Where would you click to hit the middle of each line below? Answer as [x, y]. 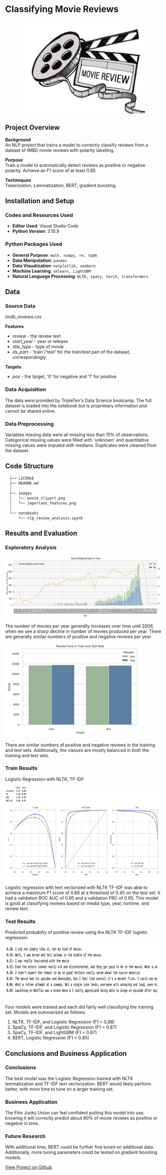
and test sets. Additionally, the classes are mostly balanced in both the [77, 750]
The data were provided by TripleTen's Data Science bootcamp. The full [79, 400]
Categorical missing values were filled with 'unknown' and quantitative [77, 440]
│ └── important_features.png [43, 503]
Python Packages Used [34, 244]
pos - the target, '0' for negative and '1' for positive [64, 376]
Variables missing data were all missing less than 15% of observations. [77, 435]
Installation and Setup [40, 201]
